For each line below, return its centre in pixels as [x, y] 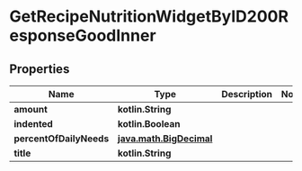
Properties [40, 69]
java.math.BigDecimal [165, 139]
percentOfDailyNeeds [62, 139]
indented [34, 124]
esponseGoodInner [83, 36]
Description [247, 94]
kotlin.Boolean [149, 124]
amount [31, 109]
